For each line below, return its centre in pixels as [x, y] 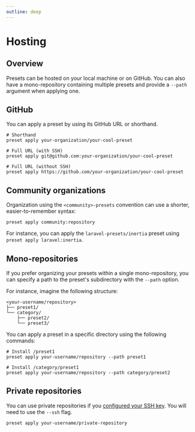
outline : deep [24, 12]
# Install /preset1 [31, 352]
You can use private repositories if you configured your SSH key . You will [97, 406]
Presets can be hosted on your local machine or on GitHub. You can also [96, 78]
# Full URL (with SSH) [34, 151]
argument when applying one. [43, 91]
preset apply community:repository [51, 222]
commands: [21, 341]
